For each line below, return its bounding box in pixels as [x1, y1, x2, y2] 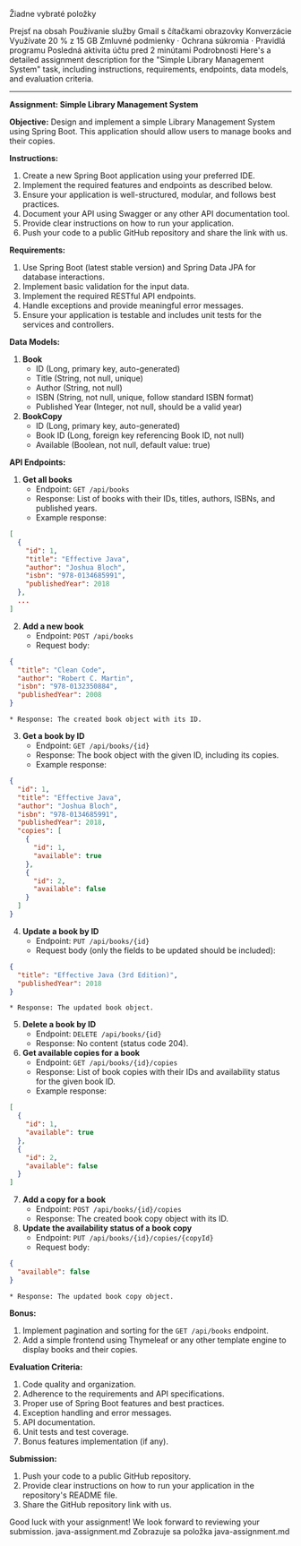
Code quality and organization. [21, 1379, 136, 1389]
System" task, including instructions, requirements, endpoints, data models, [9, 64, 289, 74]
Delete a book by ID [21, 1019, 97, 1030]
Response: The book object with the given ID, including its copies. [35, 750, 279, 760]
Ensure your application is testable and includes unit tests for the [21, 310, 262, 320]
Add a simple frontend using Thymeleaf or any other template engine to [21, 1335, 287, 1345]
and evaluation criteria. [9, 73, 94, 84]
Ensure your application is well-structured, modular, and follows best [21, 189, 276, 200]
